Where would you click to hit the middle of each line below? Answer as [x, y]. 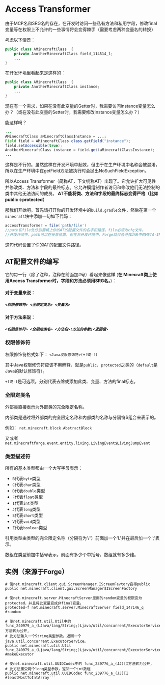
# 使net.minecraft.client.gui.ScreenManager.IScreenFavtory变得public [78, 584]
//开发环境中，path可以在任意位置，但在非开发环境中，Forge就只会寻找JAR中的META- [81, 234]
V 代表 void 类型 [26, 521]
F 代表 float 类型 [27, 497]
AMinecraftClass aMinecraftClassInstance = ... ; [56, 136]
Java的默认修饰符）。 [26, 371]
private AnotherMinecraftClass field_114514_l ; [63, 54]
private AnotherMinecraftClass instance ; [57, 87]
